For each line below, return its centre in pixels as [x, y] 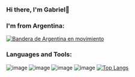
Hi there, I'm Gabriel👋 [38, 10]
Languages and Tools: [39, 55]
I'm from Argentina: [35, 25]
